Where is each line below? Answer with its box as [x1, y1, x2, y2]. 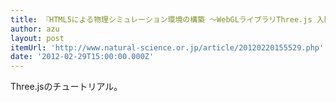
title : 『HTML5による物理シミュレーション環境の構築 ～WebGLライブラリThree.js [10, 14, 313, 25]
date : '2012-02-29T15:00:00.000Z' [10, 52, 155, 62]
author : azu [10, 24, 60, 34]
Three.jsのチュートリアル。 [10, 81, 123, 93]
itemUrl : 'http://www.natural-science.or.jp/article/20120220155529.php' [10, 42, 325, 53]
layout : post [10, 33, 65, 43]
